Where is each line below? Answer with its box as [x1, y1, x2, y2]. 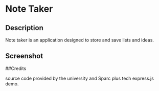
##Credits [5, 65, 27, 72]
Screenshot [5, 52, 43, 60]
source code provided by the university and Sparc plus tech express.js [5, 75, 154, 81]
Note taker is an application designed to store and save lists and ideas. [5, 37, 154, 43]
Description [5, 24, 43, 32]
